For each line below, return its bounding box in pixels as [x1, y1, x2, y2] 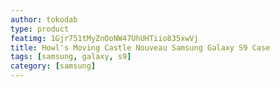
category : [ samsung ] [10, 61, 97, 71]
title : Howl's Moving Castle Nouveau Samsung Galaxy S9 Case [10, 42, 271, 53]
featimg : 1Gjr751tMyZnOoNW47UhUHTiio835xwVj [10, 33, 199, 43]
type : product [10, 24, 70, 34]
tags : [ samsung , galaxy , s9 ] [10, 52, 132, 62]
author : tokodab [10, 14, 78, 25]
